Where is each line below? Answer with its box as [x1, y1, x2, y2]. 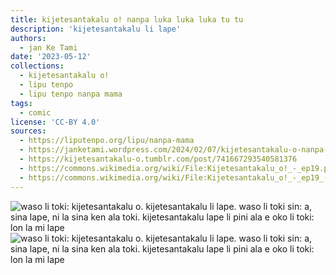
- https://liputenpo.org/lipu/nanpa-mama [19, 136, 195, 146]
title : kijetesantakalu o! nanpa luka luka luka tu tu [10, 14, 244, 25]
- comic [19, 107, 52, 118]
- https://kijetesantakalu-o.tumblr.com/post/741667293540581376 [19, 154, 298, 164]
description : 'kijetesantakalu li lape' [10, 24, 182, 34]
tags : [10, 98, 33, 108]
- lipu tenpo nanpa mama [19, 89, 123, 99]
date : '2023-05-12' [10, 52, 92, 62]
